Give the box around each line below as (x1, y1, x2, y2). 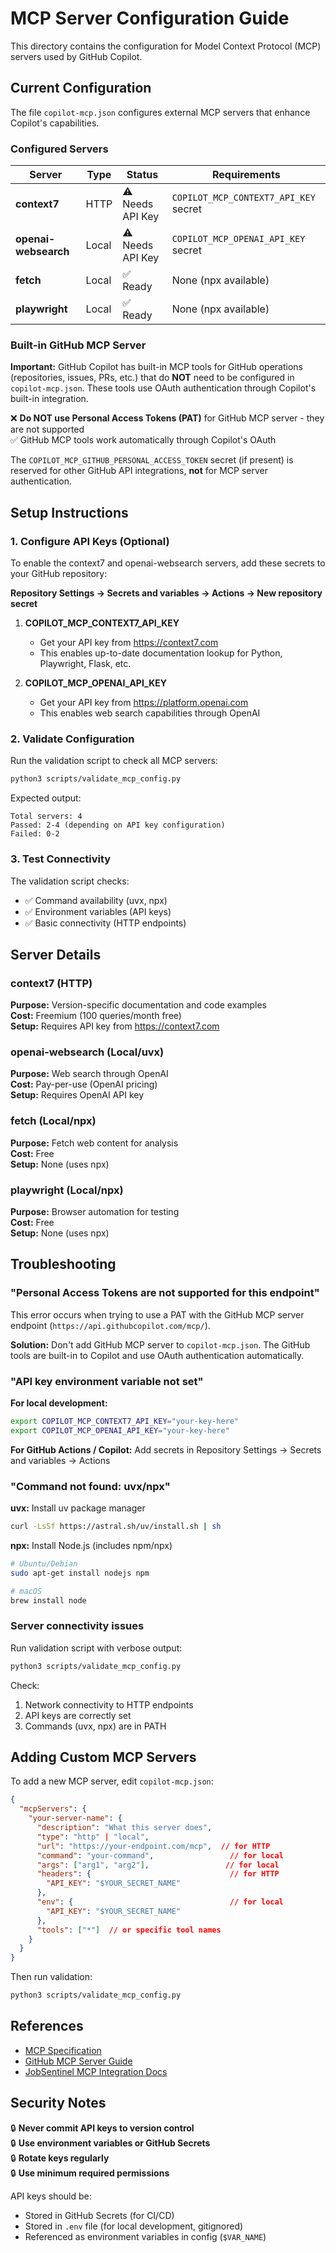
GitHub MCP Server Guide (24, 2055, 133, 2067)
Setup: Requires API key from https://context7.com (10, 1020, 220, 1032)
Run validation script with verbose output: (10, 1642, 183, 1654)
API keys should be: (10, 2190, 92, 2202)
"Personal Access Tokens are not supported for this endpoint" (10, 1286, 320, 1300)
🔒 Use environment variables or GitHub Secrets (10, 2137, 211, 2149)
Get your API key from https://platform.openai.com (39, 697, 249, 709)
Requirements (211, 168, 281, 182)
